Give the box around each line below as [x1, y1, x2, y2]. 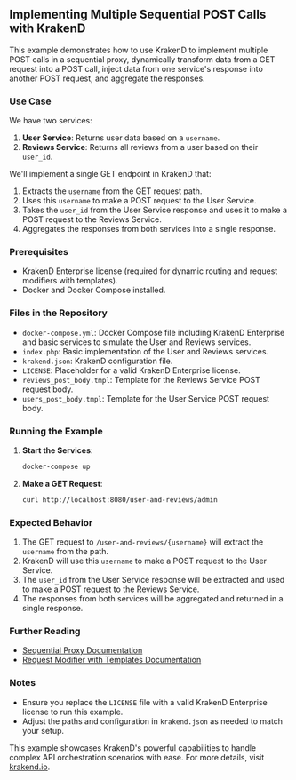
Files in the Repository [9, 306, 108, 319]
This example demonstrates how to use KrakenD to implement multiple [9, 44, 268, 55]
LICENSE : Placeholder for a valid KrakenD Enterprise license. [21, 364, 242, 376]
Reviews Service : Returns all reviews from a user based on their [21, 142, 259, 153]
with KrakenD [9, 21, 86, 36]
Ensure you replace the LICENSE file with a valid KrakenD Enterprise [21, 696, 268, 707]
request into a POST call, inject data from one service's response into [9, 63, 264, 74]
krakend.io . [9, 761, 51, 772]
